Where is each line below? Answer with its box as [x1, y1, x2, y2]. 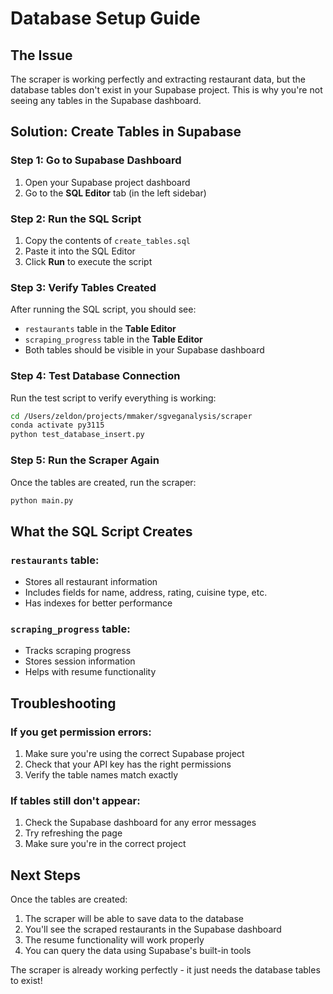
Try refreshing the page [24, 827, 123, 839]
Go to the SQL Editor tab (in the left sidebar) [24, 187, 207, 199]
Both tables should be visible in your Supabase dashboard [24, 344, 265, 356]
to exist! [10, 975, 43, 987]
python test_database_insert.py [10, 430, 145, 440]
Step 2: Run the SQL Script [10, 212, 142, 226]
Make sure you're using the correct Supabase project [24, 748, 245, 760]
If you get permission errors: [10, 725, 152, 739]
